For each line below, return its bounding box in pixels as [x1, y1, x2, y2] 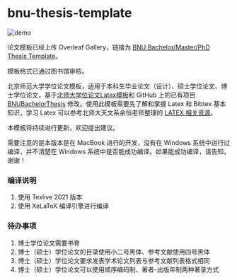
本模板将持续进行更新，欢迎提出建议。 [7, 123, 119, 132]
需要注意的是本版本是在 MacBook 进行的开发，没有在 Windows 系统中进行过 [7, 138, 230, 146]
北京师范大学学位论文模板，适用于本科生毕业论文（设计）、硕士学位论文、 [7, 81, 221, 90]
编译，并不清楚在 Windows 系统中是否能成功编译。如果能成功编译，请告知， [7, 147, 230, 156]
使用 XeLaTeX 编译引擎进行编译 [17, 202, 110, 210]
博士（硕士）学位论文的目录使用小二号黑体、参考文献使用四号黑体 [17, 247, 210, 256]
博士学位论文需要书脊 [17, 238, 80, 247]
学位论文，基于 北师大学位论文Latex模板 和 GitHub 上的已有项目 [13, 91, 196, 99]
